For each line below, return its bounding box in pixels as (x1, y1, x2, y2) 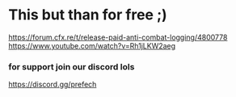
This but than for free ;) (8, 6, 167, 24)
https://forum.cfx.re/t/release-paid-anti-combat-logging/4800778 (8, 32, 228, 42)
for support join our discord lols (8, 61, 135, 72)
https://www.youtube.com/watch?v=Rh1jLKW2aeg (8, 40, 176, 50)
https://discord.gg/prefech (8, 79, 97, 90)
